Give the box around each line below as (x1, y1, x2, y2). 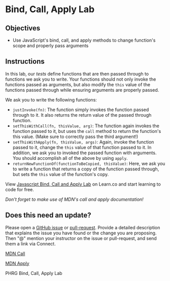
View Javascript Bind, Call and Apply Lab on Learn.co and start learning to (5, 181, 161, 187)
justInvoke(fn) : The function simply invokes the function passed (12, 107, 149, 113)
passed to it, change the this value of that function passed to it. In (12, 144, 152, 150)
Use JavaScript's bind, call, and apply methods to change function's (12, 37, 156, 43)
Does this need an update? (5, 211, 91, 220)
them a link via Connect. (5, 240, 56, 247)
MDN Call (5, 250, 25, 257)
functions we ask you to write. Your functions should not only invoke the (5, 76, 156, 82)
